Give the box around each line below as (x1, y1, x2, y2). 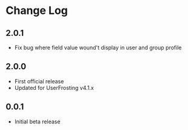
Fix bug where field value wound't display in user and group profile (14, 44, 182, 51)
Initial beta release (14, 118, 61, 125)
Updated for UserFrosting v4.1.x (14, 84, 95, 91)
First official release (14, 77, 64, 85)
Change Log (5, 4, 68, 18)
